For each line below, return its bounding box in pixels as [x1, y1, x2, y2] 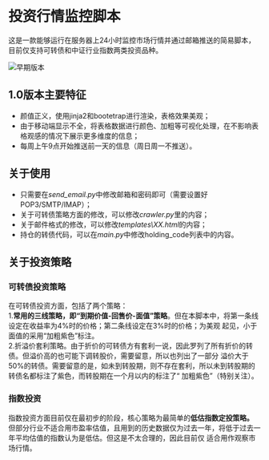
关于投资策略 [8, 255, 72, 268]
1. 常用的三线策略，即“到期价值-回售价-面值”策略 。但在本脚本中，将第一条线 [8, 311, 259, 321]
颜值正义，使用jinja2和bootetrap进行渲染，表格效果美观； [19, 111, 211, 120]
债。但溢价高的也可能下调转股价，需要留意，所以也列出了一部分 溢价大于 [8, 351, 249, 361]
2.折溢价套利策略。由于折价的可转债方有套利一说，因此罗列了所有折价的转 [8, 341, 254, 351]
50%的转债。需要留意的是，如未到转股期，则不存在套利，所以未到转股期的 [8, 361, 255, 371]
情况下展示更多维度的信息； [47, 131, 140, 140]
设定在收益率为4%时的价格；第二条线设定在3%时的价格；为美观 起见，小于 [8, 321, 258, 331]
